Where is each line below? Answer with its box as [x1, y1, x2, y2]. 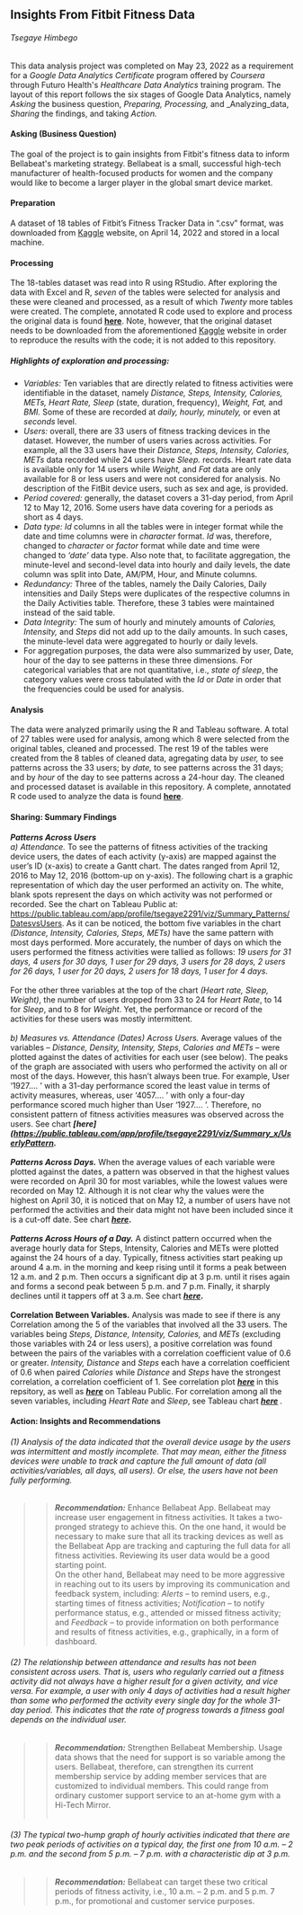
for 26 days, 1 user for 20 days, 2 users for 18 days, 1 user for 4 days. [10, 966, 269, 976]
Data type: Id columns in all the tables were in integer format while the [22, 521, 284, 532]
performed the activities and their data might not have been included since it [10, 1204, 294, 1215]
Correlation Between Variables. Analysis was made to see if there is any [10, 1309, 281, 1320]
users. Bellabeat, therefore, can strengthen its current [54, 1761, 254, 1772]
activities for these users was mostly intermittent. [10, 1013, 192, 1024]
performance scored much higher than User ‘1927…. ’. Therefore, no [10, 1099, 262, 1109]
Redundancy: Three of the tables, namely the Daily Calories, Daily [22, 579, 268, 590]
